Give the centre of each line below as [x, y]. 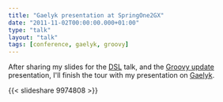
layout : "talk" [33, 37]
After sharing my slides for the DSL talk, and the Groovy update [111, 67]
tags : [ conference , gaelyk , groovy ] [68, 45]
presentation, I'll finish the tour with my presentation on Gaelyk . [111, 75]
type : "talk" [30, 30]
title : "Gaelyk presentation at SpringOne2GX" [86, 15]
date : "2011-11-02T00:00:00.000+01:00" [74, 23]
